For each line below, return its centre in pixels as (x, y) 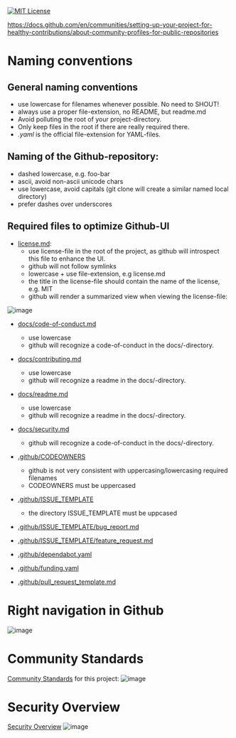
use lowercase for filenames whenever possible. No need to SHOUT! (118, 104)
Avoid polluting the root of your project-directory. (90, 119)
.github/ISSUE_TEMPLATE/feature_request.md (85, 541)
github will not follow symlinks (73, 266)
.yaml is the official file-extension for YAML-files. (89, 134)
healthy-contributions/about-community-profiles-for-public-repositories (113, 32)
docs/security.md (43, 429)
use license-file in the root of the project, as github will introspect (124, 251)
